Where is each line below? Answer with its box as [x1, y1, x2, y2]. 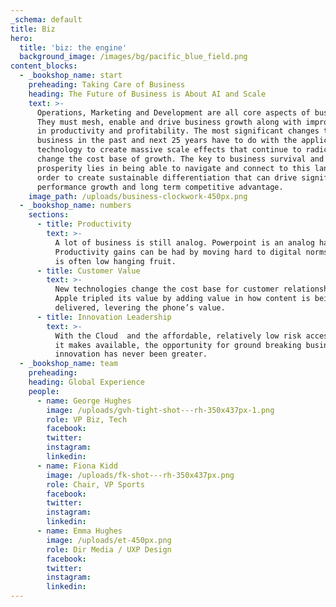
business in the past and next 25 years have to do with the [36, 136, 298, 146]
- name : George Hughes [36, 396, 132, 406]
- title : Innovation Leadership [36, 312, 172, 322]
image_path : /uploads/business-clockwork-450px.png [28, 191, 248, 201]
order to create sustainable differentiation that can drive [36, 172, 298, 183]
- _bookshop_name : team [19, 359, 118, 369]
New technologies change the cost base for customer [54, 284, 280, 295]
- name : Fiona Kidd [36, 461, 118, 471]
